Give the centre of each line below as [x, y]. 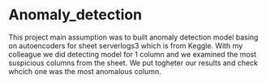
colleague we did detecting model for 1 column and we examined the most [133, 54]
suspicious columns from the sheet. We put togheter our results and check [133, 63]
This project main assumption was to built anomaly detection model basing [133, 37]
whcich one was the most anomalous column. [85, 71]
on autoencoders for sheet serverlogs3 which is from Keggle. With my [126, 45]
